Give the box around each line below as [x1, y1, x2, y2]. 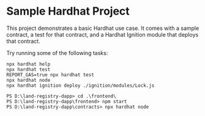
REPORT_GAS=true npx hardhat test [6, 71, 95, 78]
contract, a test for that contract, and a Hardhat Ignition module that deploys [6, 31, 199, 38]
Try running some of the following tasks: [6, 49, 108, 56]
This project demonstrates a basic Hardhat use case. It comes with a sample [6, 24, 199, 32]
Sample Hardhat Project [6, 4, 130, 18]
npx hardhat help [6, 61, 51, 67]
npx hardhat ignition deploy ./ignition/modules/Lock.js [6, 82, 155, 89]
